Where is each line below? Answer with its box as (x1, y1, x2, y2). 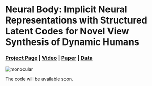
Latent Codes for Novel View (5, 26, 129, 37)
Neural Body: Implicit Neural (5, 4, 127, 15)
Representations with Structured (5, 14, 147, 26)
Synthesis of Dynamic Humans (5, 36, 139, 48)
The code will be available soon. (5, 76, 73, 82)
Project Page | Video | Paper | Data (5, 55, 93, 62)
